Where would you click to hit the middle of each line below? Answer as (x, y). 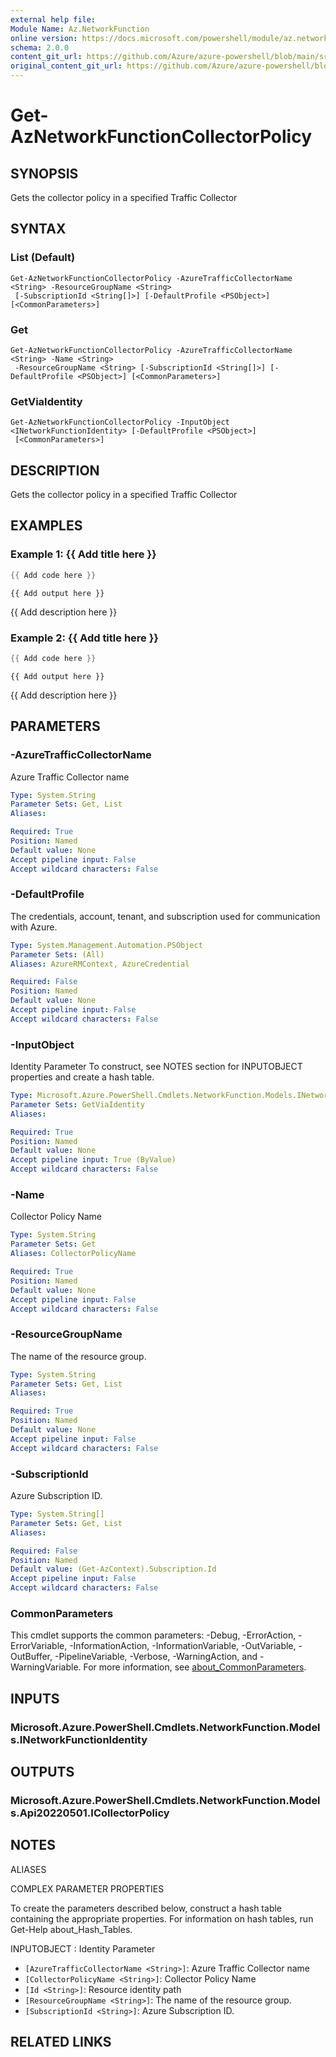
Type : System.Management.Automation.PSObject (106, 945)
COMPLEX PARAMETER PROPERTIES (87, 1888)
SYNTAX (38, 229)
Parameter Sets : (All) (57, 954)
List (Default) (43, 258)
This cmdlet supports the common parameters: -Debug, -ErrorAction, (153, 1635)
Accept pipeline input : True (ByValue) (93, 1160)
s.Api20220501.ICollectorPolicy (90, 1813)
